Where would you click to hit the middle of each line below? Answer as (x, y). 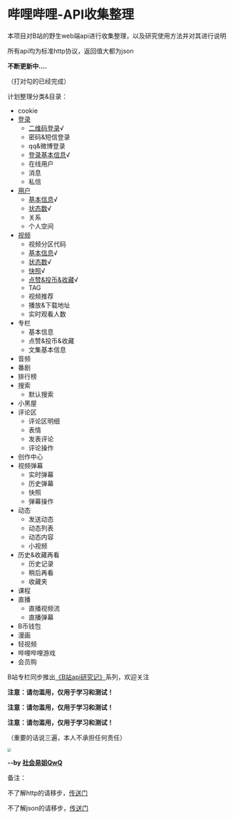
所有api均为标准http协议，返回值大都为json (71, 51)
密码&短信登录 (49, 137)
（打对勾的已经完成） (38, 81)
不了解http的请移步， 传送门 (48, 793)
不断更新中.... (27, 66)
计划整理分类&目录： (38, 96)
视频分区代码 (47, 244)
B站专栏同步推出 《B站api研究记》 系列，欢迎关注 (78, 677)
